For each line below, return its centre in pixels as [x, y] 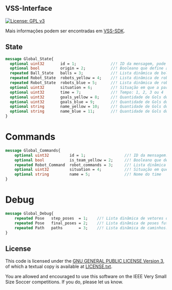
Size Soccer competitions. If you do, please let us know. [64, 282]
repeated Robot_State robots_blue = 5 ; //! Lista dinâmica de [84, 83]
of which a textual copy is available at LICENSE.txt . [59, 266]
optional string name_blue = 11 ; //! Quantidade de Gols [85, 112]
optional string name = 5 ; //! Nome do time [88, 174]
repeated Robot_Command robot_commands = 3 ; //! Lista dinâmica [90, 165]
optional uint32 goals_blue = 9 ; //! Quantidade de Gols [85, 102]
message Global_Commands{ [33, 150]
